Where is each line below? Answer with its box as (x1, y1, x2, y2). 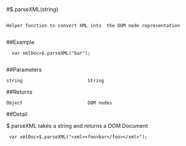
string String (6, 78, 104, 84)
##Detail (6, 110, 28, 118)
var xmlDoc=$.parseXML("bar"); (12, 50, 91, 56)
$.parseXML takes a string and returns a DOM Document (6, 122, 148, 129)
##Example (6, 39, 35, 45)
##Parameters (6, 66, 42, 73)
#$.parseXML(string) (6, 6, 59, 13)
